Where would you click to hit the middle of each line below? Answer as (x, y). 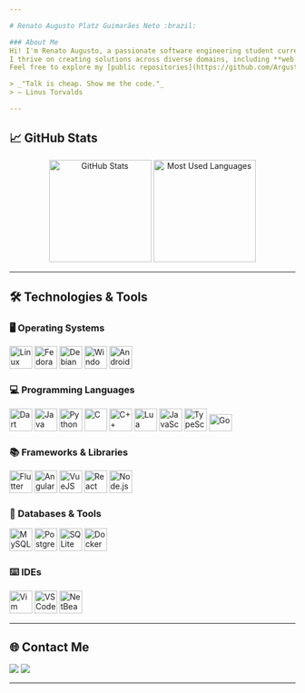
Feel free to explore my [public (73, 68)
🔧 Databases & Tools (55, 513)
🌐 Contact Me (49, 647)
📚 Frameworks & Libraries (69, 452)
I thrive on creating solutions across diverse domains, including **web (152, 59)
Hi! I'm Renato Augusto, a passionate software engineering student (142, 51)
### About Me (34, 42)
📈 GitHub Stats (54, 139)
